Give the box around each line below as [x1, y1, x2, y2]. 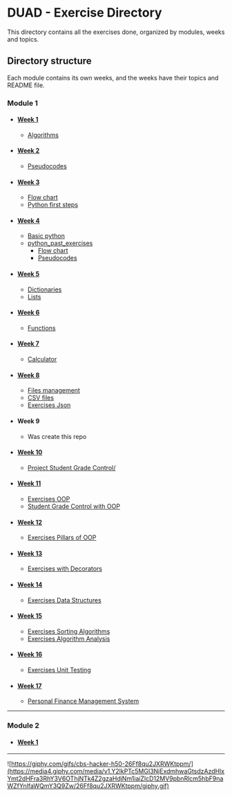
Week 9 [17, 417, 40, 425]
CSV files [27, 393, 54, 402]
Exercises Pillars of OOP [27, 533, 97, 541]
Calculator [27, 355, 57, 364]
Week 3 [17, 178, 40, 186]
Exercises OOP [27, 494, 70, 503]
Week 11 [17, 479, 41, 487]
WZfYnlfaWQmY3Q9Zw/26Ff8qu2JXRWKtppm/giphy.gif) [7, 782, 169, 790]
